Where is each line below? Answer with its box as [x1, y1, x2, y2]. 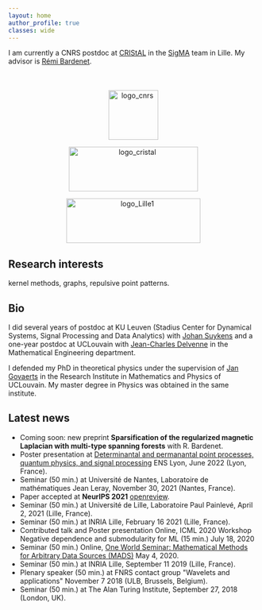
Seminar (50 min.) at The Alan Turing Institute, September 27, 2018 [19, 585, 238, 594]
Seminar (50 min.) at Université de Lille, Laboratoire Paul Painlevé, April [19, 500, 253, 509]
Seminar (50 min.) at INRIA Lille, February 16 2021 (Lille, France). [19, 517, 231, 527]
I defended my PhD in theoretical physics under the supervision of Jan [8, 363, 239, 373]
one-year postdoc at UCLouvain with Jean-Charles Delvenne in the [8, 339, 229, 349]
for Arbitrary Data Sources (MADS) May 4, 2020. [19, 550, 179, 560]
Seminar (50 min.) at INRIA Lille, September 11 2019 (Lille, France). [19, 559, 236, 569]
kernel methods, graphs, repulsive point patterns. [8, 279, 170, 288]
